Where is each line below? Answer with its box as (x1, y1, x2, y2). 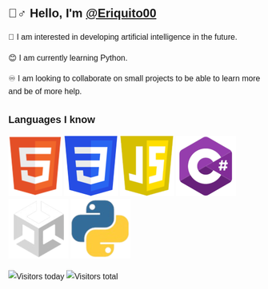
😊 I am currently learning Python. (8, 53, 128, 62)
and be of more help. (8, 86, 82, 96)
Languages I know (8, 113, 96, 126)
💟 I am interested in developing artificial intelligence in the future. (8, 33, 238, 42)
